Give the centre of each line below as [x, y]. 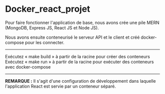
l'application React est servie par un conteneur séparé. [61, 86]
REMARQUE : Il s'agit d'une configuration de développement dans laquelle [81, 81]
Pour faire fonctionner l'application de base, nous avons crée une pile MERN [82, 23]
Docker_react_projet [48, 9]
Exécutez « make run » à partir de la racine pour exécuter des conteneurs [80, 62]
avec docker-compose [28, 67]
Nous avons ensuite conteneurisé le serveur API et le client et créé [72, 37]
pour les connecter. [45, 42]
